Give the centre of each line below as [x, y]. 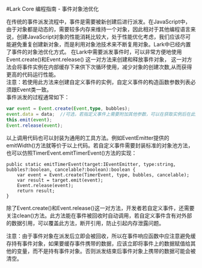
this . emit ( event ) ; [29, 120]
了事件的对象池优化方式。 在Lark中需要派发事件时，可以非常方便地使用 [94, 52]
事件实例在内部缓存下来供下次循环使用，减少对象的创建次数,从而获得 [107, 67]
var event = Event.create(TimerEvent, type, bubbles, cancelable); [103, 175]
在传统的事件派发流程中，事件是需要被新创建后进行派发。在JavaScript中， [99, 22]
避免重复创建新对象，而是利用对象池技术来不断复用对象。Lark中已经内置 [101, 44]
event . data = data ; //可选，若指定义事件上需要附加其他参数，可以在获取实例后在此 [101, 114]
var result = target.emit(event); [60, 180]
